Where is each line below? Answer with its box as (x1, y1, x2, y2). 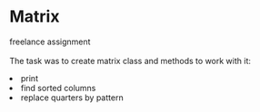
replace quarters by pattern (21, 92, 125, 103)
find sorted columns (21, 82, 96, 93)
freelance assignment (9, 36, 91, 47)
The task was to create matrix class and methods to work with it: (9, 55, 252, 66)
